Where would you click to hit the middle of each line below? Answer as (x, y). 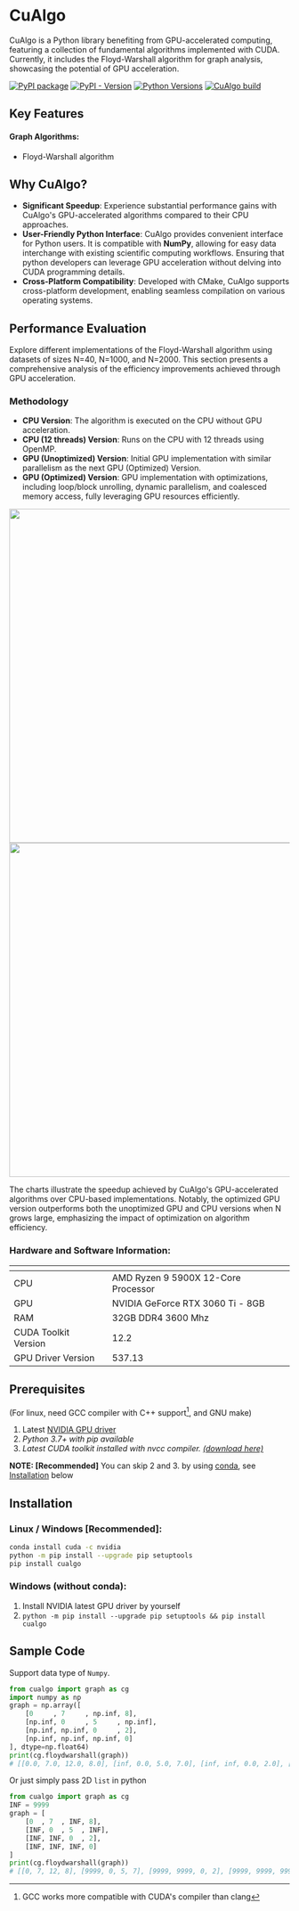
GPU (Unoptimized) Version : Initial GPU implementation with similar (146, 459)
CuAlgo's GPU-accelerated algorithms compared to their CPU (135, 216)
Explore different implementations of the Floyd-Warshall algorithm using (141, 350)
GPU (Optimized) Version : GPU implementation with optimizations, (145, 478)
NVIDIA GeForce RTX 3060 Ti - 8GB (188, 1303)
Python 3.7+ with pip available (78, 1439)
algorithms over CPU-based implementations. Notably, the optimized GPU (145, 1199)
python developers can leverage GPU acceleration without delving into (152, 263)
